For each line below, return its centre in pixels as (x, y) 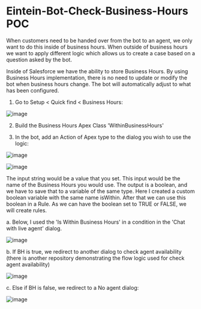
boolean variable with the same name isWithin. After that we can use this (96, 197)
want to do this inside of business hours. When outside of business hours (97, 47)
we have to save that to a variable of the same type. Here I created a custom (100, 191)
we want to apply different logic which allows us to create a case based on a (101, 53)
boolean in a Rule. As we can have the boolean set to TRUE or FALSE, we (97, 204)
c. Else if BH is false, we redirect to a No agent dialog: (73, 287)
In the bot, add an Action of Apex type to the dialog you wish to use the (103, 137)
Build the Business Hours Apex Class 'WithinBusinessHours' (89, 125)
